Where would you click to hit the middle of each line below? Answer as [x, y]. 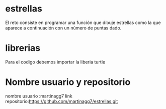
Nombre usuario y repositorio [68, 82]
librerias [23, 48]
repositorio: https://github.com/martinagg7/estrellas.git [62, 101]
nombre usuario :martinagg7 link [39, 96]
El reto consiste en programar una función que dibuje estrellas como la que [83, 22]
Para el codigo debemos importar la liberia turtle [55, 62]
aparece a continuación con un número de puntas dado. [63, 27]
